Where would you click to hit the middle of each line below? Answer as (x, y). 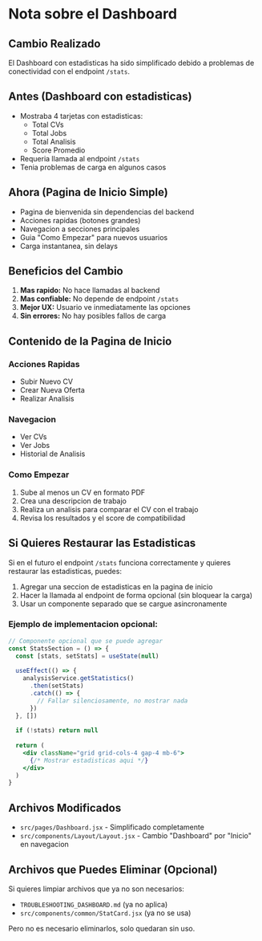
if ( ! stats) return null (57, 731)
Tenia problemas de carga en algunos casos (93, 167)
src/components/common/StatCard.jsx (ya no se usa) (105, 913)
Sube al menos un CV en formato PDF (83, 492)
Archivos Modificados (65, 808)
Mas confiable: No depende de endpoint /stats (99, 299)
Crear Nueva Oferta (52, 390)
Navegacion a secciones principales (80, 229)
